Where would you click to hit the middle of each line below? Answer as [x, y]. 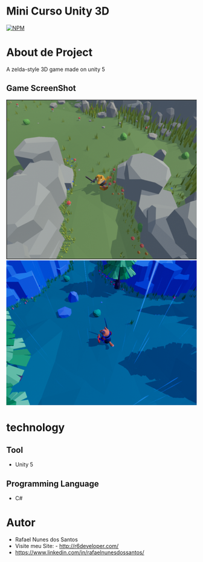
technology [36, 428]
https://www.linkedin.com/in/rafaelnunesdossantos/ [79, 552]
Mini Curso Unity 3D [58, 11]
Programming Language [53, 483]
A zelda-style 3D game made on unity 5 [56, 69]
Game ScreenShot [41, 88]
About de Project [50, 52]
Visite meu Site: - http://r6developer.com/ [67, 546]
